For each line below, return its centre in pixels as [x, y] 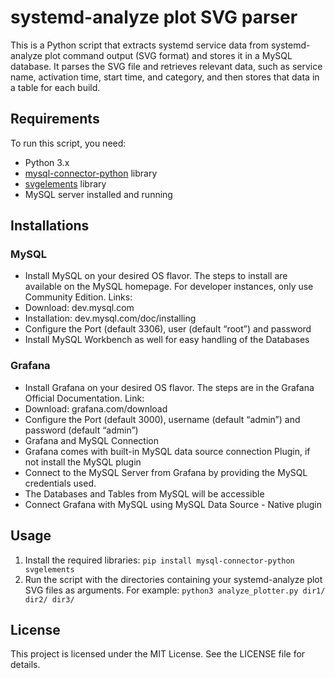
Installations [50, 226]
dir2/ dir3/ [49, 599]
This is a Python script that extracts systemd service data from [139, 45]
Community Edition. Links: [78, 297]
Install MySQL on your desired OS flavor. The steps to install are [156, 276]
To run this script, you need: [68, 143]
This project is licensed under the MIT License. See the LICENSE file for [158, 654]
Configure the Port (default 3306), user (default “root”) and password [168, 329]
